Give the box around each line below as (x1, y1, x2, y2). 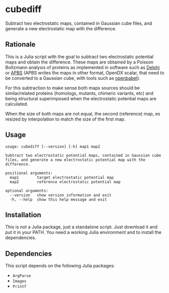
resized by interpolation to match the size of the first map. (5, 116, 126, 122)
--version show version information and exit (10, 193, 112, 198)
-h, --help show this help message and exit (10, 197, 107, 202)
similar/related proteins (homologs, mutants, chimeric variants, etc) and (5, 90, 154, 96)
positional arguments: (5, 170, 53, 175)
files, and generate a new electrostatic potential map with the (5, 157, 145, 162)
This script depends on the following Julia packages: (5, 263, 115, 269)
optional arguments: (5, 188, 49, 193)
